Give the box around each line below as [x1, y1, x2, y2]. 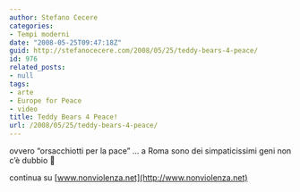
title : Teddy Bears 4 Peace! [9, 113, 118, 121]
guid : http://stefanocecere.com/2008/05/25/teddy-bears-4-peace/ [9, 46, 258, 55]
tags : [9, 79, 30, 88]
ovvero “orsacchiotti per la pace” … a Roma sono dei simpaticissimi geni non [9, 146, 292, 156]
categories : [9, 21, 54, 30]
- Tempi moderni [9, 29, 70, 38]
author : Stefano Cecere [9, 13, 99, 22]
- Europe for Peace [9, 96, 82, 105]
